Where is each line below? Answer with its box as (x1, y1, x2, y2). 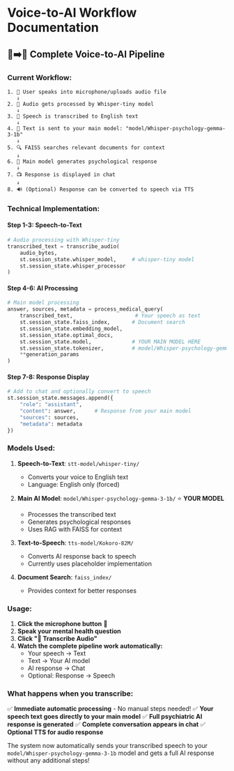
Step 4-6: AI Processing (7, 283, 79, 292)
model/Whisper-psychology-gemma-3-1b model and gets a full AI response (7, 749, 214, 757)
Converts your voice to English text (27, 472, 129, 481)
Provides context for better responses (27, 586, 137, 595)
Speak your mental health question (17, 627, 122, 635)
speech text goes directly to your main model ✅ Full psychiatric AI (7, 712, 203, 721)
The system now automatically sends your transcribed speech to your (7, 742, 208, 750)
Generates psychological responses (27, 517, 131, 526)
